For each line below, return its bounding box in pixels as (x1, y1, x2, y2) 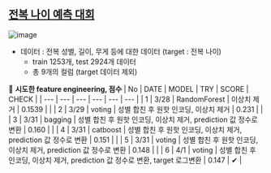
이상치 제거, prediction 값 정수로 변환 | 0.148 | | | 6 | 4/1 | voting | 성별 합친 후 (8, 145, 256, 154)
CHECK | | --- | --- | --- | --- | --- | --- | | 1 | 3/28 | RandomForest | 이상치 (8, 94, 252, 104)
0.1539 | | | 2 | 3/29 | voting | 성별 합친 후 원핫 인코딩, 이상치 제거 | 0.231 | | (21, 104, 264, 114)
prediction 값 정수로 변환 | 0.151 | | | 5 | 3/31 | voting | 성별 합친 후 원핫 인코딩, (8, 135, 259, 145)
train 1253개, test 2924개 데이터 (32, 56, 136, 67)
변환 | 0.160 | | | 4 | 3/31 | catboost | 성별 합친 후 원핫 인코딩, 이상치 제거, (8, 124, 242, 134)
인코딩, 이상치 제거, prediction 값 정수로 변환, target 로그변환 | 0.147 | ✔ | (8, 155, 243, 165)
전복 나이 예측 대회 (8, 7, 95, 22)
